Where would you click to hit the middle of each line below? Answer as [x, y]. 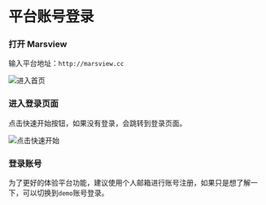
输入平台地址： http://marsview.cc [66, 63]
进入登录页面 [34, 104]
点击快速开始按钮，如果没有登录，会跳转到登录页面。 [98, 123]
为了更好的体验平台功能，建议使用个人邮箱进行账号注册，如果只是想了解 [129, 183]
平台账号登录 [52, 17]
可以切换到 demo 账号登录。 [65, 193]
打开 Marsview [38, 44]
